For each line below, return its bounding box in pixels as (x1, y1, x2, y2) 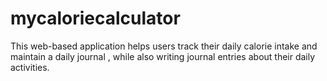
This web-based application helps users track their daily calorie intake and (10, 40, 318, 52)
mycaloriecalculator (10, 7, 181, 30)
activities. (10, 61, 50, 73)
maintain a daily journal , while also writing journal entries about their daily (10, 50, 316, 62)
